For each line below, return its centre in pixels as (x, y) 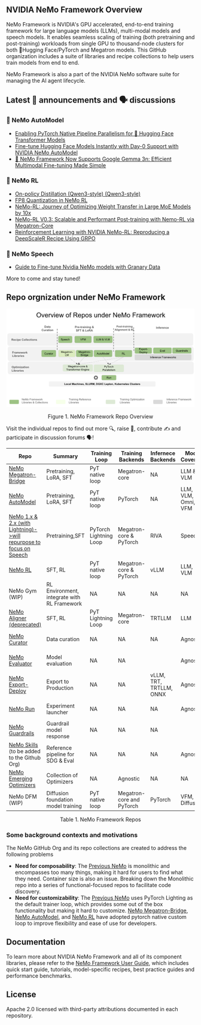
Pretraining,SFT (66, 536)
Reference (59, 748)
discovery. (28, 892)
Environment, (63, 591)
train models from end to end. (43, 62)
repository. (19, 1015)
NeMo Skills (23, 745)
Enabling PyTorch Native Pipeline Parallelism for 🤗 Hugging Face (94, 133)
